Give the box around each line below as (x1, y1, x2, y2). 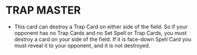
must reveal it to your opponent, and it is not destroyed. (14, 42, 151, 49)
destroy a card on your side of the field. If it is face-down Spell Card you (14, 35, 192, 43)
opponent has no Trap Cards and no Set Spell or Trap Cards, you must (14, 29, 187, 36)
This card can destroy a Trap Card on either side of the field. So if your (14, 23, 188, 30)
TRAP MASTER (5, 4, 81, 17)
